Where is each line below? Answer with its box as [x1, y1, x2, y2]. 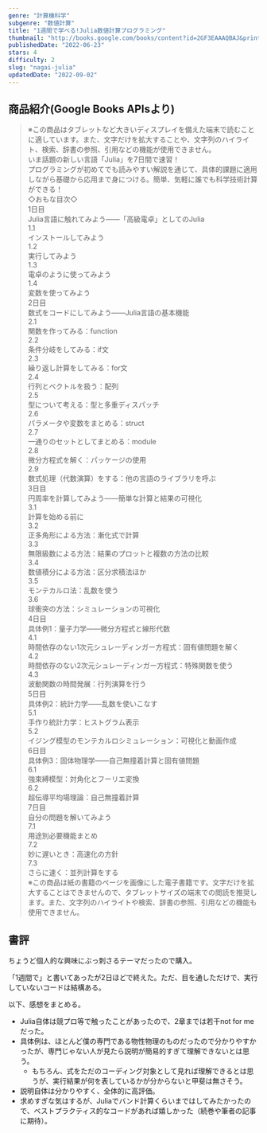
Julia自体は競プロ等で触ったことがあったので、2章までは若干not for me [19, 1017, 254, 1026]
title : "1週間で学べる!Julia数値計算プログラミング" [8, 26, 166, 34]
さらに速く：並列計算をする [27, 868, 119, 877]
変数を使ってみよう [27, 288, 91, 298]
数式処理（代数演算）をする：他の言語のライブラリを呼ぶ [27, 474, 216, 483]
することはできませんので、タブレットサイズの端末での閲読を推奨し [34, 888, 257, 897]
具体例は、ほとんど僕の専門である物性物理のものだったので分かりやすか [19, 1037, 257, 1046]
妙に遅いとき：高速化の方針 [27, 850, 119, 859]
